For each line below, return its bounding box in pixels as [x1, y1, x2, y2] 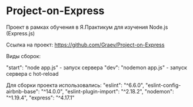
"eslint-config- [145, 81, 181, 89]
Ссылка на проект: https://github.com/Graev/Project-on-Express [6, 41, 165, 48]
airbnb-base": [6, 88, 40, 95]
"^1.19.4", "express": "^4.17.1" [6, 94, 75, 101]
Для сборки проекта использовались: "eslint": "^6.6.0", [6, 81, 144, 89]
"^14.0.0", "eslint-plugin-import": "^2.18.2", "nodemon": [41, 88, 175, 95]
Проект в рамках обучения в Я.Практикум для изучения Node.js [6, 24, 168, 31]
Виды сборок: [6, 52, 41, 59]
